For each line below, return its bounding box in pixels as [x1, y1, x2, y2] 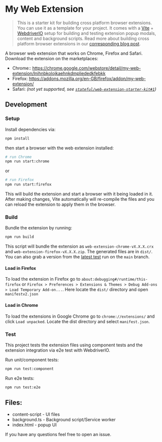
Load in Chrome [5, 302, 38, 308]
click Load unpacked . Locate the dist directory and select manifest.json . [5, 318, 150, 324]
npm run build [5, 234, 34, 240]
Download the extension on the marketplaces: [5, 55, 98, 61]
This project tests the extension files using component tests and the [5, 342, 143, 348]
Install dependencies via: [5, 126, 56, 132]
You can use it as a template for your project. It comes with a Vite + [17, 25, 154, 31]
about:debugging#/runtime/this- [81, 277, 148, 282]
